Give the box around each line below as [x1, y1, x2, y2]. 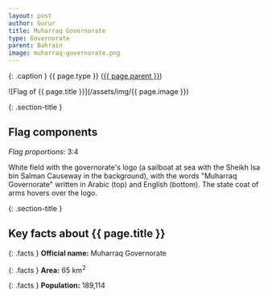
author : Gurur [8, 19, 56, 27]
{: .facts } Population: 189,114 [8, 280, 106, 290]
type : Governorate [8, 34, 70, 43]
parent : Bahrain [8, 42, 63, 50]
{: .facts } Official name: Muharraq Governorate [8, 248, 167, 258]
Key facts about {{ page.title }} [8, 227, 166, 241]
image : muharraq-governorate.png [8, 49, 121, 57]
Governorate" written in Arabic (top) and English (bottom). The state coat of [8, 179, 259, 189]
